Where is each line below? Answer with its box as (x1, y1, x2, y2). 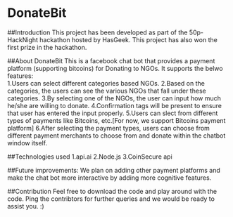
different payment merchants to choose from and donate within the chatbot (7, 131, 226, 140)
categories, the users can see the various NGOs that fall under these (7, 86, 206, 95)
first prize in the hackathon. (7, 43, 87, 51)
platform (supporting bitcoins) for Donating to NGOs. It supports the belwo (7, 64, 223, 72)
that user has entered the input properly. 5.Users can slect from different (7, 109, 218, 117)
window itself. (7, 138, 48, 147)
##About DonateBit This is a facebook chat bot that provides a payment (7, 56, 215, 65)
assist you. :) (7, 202, 44, 210)
